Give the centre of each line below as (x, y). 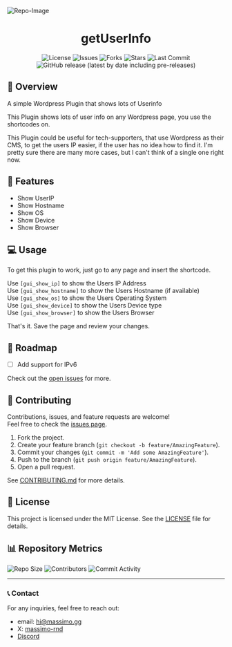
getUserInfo (116, 39)
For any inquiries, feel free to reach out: (63, 608)
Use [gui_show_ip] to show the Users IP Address (77, 283)
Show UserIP (36, 198)
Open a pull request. (46, 467)
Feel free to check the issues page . (57, 424)
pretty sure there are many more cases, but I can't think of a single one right (116, 152)
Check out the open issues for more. (59, 378)
